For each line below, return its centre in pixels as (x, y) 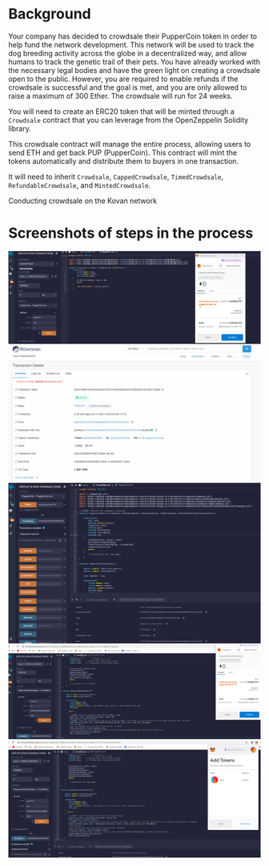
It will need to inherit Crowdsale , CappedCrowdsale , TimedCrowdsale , (116, 177)
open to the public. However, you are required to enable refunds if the (123, 79)
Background (50, 14)
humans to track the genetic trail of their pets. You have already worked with (134, 62)
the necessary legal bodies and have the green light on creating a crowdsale (134, 70)
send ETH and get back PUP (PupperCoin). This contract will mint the (123, 152)
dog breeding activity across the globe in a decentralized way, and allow (128, 53)
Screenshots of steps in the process (131, 233)
